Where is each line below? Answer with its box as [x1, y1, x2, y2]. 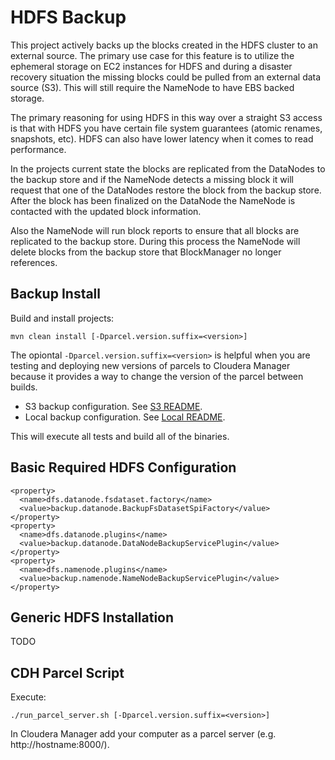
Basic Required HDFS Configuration [10, 459, 237, 476]
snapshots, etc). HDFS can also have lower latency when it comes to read [10, 132, 314, 145]
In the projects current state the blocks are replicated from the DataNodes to [10, 162, 326, 175]
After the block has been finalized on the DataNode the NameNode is [10, 194, 296, 206]
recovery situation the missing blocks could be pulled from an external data [10, 71, 322, 83]
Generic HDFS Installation [10, 609, 175, 626]
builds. [10, 381, 38, 393]
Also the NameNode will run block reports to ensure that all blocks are [10, 224, 300, 236]
